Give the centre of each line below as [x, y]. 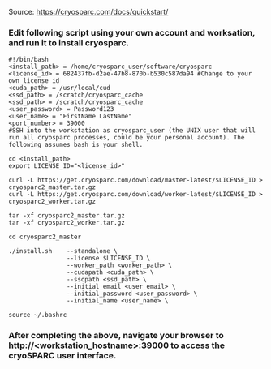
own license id [34, 81]
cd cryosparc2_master [45, 237]
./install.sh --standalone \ [63, 251]
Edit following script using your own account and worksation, [132, 32]
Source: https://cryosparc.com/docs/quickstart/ [88, 12]
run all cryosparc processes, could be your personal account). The [127, 138]
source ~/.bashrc [38, 315]
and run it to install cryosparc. [69, 42]
